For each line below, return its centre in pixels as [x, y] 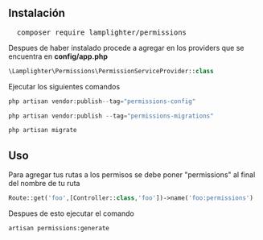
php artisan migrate [43, 130]
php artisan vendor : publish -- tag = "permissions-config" [102, 101]
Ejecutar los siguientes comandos [64, 86]
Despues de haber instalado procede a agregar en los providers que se [126, 48]
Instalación [37, 13]
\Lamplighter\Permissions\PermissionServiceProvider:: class [111, 71]
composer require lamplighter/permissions [102, 32]
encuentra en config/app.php [58, 56]
